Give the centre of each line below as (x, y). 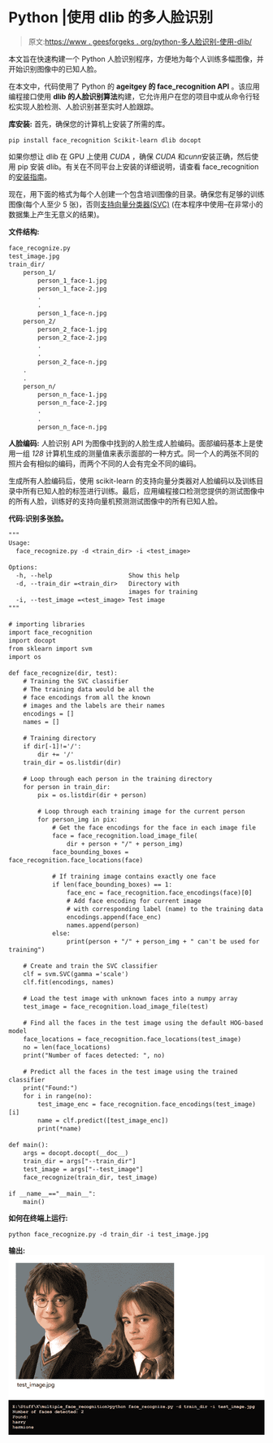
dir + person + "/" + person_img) (125, 844)
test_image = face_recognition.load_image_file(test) (116, 1006)
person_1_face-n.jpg (72, 313)
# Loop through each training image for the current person (141, 811)
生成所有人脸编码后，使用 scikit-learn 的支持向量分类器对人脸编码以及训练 (132, 481)
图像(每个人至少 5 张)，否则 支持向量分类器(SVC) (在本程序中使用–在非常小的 (136, 204)
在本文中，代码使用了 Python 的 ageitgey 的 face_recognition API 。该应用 (134, 86)
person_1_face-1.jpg (72, 281)
